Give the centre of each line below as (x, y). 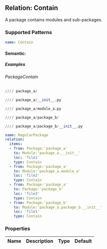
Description (40, 241)
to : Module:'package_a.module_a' (47, 171)
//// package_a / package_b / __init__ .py (44, 126)
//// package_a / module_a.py (33, 109)
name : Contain (19, 42)
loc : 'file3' (27, 194)
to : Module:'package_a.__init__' (47, 153)
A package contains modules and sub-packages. (54, 19)
